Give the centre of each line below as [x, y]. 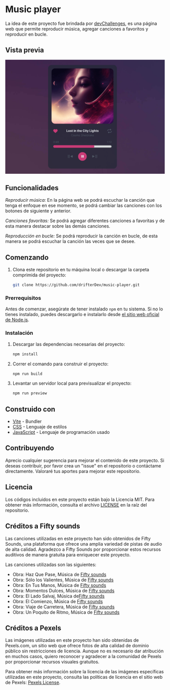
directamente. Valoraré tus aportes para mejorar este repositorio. [73, 471]
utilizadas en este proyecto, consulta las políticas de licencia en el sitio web [84, 677]
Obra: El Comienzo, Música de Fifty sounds [58, 601]
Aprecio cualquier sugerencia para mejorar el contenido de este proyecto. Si [85, 460]
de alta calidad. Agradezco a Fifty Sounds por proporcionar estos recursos [83, 549]
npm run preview [30, 393]
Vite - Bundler [27, 421]
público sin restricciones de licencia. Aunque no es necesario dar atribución [84, 651]
